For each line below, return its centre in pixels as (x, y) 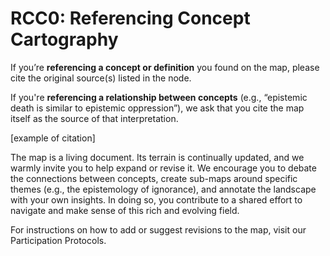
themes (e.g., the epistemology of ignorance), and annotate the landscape (163, 189)
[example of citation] (53, 138)
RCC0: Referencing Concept (130, 18)
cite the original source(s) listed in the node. (101, 78)
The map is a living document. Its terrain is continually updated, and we (157, 157)
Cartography (64, 39)
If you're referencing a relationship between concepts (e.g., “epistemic (159, 97)
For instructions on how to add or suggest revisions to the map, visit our (158, 229)
